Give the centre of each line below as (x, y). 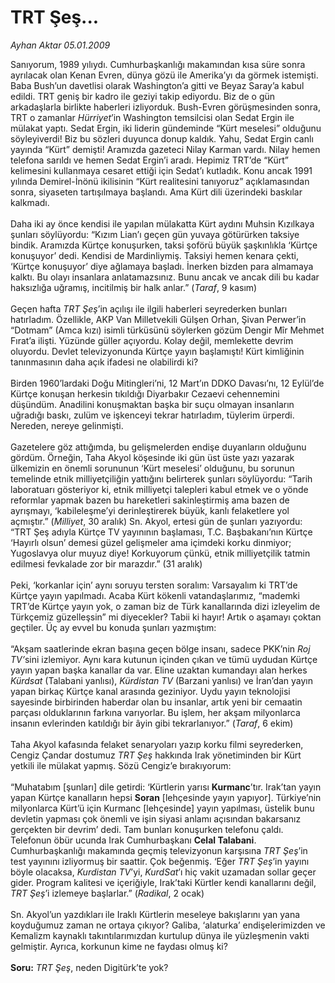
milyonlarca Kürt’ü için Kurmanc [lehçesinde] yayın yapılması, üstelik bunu (162, 808)
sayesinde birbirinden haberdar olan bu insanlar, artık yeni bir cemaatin (156, 702)
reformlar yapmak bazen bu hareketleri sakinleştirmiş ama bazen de (150, 500)
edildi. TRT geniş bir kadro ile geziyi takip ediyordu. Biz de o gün (143, 96)
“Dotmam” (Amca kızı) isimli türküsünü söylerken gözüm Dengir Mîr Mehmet (167, 330)
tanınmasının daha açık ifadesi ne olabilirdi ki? (104, 362)
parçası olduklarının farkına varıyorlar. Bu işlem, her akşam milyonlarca (155, 712)
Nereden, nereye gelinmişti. (67, 425)
